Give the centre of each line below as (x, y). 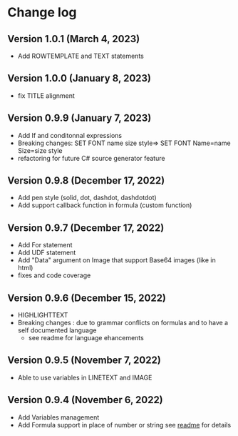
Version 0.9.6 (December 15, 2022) (87, 298)
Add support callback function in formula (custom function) (105, 205)
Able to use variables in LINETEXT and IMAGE (85, 377)
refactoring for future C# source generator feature (91, 158)
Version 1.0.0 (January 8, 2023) (79, 78)
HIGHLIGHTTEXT (43, 315)
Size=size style (40, 150)
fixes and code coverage (54, 275)
